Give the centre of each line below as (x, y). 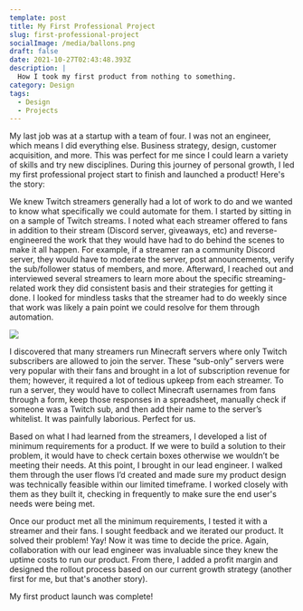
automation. (32, 317)
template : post (38, 18)
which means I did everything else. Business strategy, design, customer (143, 146)
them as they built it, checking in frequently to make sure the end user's (143, 494)
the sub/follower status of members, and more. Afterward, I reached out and (151, 269)
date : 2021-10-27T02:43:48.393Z (70, 60)
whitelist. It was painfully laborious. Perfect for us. (103, 419)
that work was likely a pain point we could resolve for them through (135, 308)
